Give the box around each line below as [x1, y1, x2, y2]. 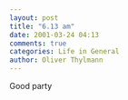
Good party [9, 81, 53, 91]
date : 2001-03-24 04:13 [9, 30, 100, 39]
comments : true [9, 38, 67, 48]
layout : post [9, 13, 59, 23]
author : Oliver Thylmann [9, 55, 103, 65]
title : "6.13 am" [9, 22, 75, 31]
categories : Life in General [9, 47, 120, 56]
